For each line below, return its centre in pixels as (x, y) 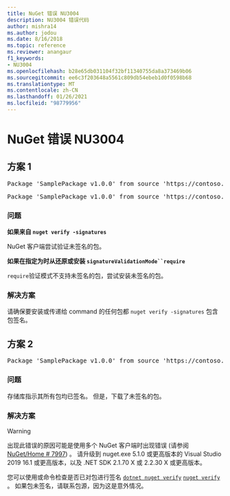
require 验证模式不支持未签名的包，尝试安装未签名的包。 (87, 276)
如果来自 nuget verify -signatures (57, 232)
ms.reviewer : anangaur (39, 52)
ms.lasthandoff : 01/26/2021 (47, 97)
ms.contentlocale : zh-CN (43, 90)
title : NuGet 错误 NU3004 (43, 13)
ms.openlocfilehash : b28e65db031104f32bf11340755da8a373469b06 (100, 71)
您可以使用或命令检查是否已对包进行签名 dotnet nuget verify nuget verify (114, 477)
